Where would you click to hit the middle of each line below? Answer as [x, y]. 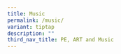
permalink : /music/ [36, 20]
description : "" [31, 33]
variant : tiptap [31, 27]
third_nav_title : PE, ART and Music [60, 40]
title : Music [26, 14]
